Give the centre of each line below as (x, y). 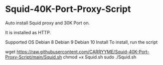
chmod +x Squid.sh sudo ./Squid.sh (100, 57)
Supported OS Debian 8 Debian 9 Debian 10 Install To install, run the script (81, 42)
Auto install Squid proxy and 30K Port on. (48, 23)
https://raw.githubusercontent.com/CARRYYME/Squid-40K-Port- (83, 52)
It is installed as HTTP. (28, 32)
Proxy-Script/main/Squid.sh (34, 57)
